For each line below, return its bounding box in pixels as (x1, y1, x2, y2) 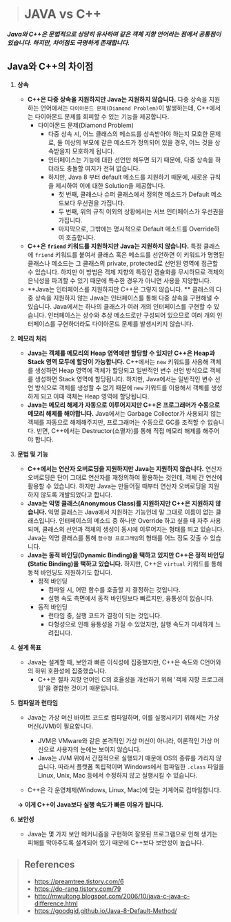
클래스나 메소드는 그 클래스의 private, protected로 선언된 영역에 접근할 (27, 259, 219, 267)
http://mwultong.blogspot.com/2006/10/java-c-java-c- (34, 892, 190, 900)
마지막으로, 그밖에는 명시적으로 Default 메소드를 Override (58, 224, 214, 233)
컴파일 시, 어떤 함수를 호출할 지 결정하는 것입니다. (48, 585, 181, 593)
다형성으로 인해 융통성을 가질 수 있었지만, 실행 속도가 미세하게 (48, 620, 214, 628)
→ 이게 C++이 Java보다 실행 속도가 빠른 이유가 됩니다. (17, 800, 164, 809)
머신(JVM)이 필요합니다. (27, 722, 94, 730)
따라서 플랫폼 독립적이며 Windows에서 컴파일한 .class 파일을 (58, 762, 225, 771)
